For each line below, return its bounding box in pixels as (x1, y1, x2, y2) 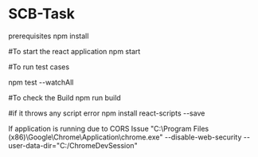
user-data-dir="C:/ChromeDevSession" (8, 140, 138, 150)
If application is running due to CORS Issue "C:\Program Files (8, 124, 209, 133)
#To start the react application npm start (8, 46, 141, 56)
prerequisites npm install (8, 31, 89, 41)
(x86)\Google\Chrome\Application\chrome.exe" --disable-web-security (8, 132, 242, 142)
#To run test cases (8, 61, 70, 72)
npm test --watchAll (8, 77, 74, 87)
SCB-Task (8, 5, 76, 23)
